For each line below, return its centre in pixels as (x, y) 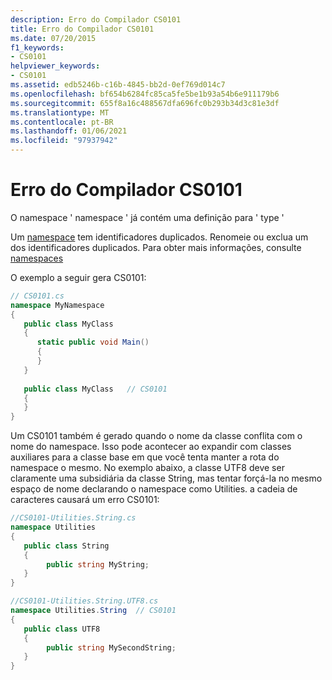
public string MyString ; (98, 564)
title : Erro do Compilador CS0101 (82, 29)
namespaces (37, 258)
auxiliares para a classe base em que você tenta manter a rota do (145, 457)
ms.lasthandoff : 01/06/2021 (69, 131)
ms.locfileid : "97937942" (64, 141)
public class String (66, 546)
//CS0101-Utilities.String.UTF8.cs (84, 601)
